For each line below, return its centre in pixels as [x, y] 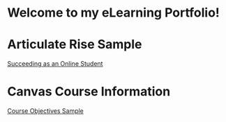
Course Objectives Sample [45, 111]
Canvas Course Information [89, 92]
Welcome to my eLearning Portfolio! [113, 13]
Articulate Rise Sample [75, 45]
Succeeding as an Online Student [55, 64]
